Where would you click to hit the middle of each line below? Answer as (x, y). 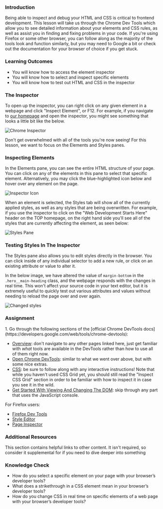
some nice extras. (30, 364)
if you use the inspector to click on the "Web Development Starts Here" (76, 213)
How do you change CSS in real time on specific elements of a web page (85, 496)
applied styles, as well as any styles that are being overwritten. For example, (81, 208)
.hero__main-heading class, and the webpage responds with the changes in (80, 281)
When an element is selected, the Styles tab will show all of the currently (78, 203)
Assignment (20, 318)
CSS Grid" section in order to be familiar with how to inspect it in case (82, 379)
